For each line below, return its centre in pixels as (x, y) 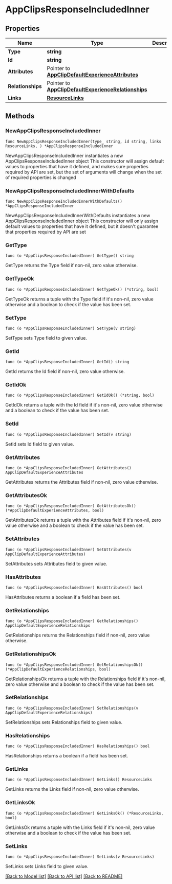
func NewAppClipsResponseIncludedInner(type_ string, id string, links (83, 142)
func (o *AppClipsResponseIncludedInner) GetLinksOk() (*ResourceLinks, (84, 813)
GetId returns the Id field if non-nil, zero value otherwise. (65, 372)
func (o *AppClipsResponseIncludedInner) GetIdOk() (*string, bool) (80, 395)
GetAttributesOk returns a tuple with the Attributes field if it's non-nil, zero (83, 520)
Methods (20, 116)
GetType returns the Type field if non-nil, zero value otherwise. (72, 266)
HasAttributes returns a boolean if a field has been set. (63, 597)
